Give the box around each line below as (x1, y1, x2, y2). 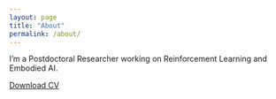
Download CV (9, 80, 60, 91)
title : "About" (9, 21, 65, 30)
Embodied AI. (9, 63, 58, 73)
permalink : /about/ (9, 29, 81, 38)
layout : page (9, 12, 57, 22)
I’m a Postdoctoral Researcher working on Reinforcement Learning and (9, 54, 268, 65)
